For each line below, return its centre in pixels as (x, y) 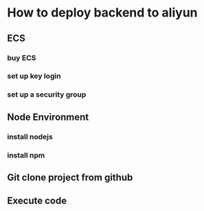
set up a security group (47, 94)
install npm (26, 155)
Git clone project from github (70, 177)
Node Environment (48, 117)
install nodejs (30, 137)
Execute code (37, 201)
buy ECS (22, 58)
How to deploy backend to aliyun (102, 13)
